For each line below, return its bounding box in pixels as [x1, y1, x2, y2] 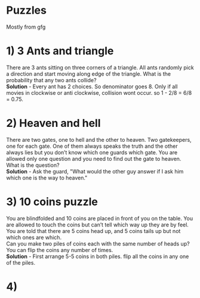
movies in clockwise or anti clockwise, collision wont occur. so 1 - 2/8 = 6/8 [6, 89, 192, 96]
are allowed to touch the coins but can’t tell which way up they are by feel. [6, 221, 189, 228]
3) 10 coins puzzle [6, 195, 99, 209]
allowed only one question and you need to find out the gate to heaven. [6, 155, 181, 162]
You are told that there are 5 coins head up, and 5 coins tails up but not [6, 227, 181, 234]
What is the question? [6, 162, 60, 169]
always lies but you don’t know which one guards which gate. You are [6, 148, 178, 156]
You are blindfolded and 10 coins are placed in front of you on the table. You [6, 215, 193, 222]
